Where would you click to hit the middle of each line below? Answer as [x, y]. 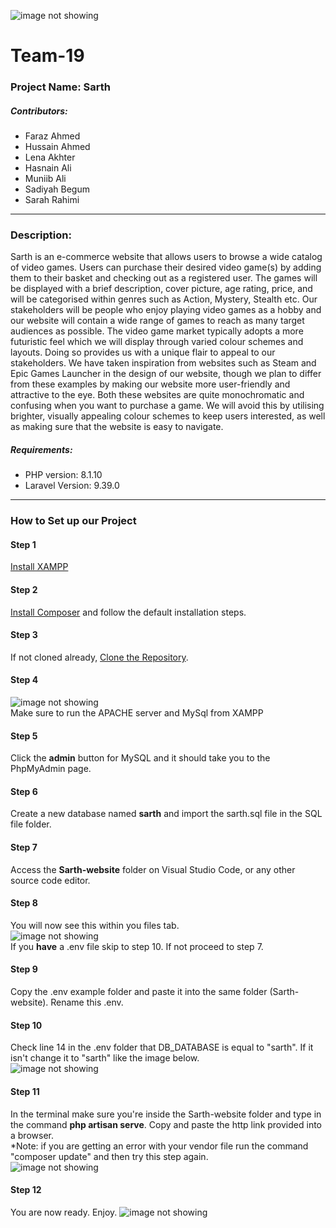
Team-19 [47, 56]
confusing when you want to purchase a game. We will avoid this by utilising [167, 406]
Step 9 [24, 969]
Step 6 [24, 791]
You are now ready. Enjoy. [64, 1212]
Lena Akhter [50, 157]
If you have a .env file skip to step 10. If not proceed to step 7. [137, 946]
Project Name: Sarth [60, 87]
